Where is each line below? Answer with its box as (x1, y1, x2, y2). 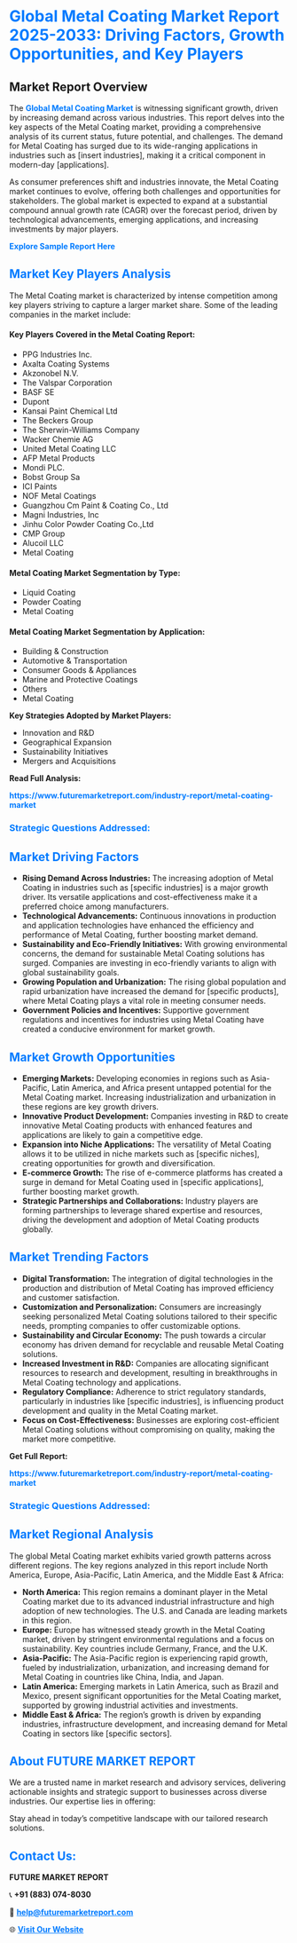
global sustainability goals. (21, 968, 120, 978)
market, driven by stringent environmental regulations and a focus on (21, 1633, 275, 1644)
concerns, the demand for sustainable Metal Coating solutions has (21, 948, 265, 960)
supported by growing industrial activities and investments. (21, 1700, 238, 1710)
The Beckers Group (21, 415, 94, 426)
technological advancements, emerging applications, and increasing (9, 215, 259, 225)
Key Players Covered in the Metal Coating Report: (9, 329, 196, 340)
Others (21, 683, 48, 694)
